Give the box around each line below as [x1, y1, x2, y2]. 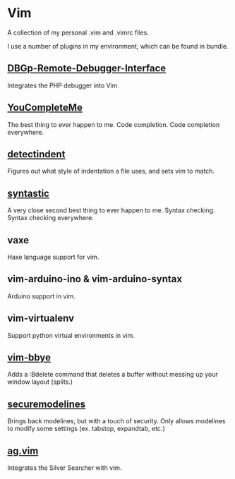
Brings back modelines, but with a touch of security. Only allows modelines [7, 417, 226, 425]
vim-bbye [7, 351, 52, 364]
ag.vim [7, 444, 39, 456]
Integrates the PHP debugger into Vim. [7, 81, 120, 90]
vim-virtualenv [7, 313, 74, 325]
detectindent [7, 148, 66, 160]
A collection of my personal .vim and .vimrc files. [7, 28, 150, 37]
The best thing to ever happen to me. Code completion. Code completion [7, 120, 220, 128]
